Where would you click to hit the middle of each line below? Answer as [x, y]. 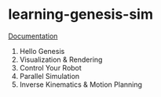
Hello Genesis [42, 51]
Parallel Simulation [49, 76]
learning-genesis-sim [80, 14]
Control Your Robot [51, 67]
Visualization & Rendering [61, 59]
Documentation [33, 36]
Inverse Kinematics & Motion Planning [81, 84]
